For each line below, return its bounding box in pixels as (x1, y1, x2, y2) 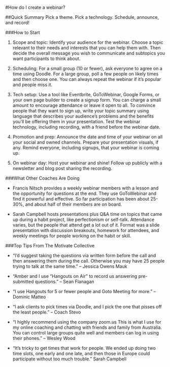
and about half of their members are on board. (25, 201, 122, 207)
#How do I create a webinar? (5, 5, 65, 10)
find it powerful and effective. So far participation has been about (12, 196, 150, 202)
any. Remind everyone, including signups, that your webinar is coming (12, 145, 159, 151)
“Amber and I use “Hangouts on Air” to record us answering (12, 273, 138, 279)
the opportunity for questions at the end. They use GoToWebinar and (12, 190, 156, 196)
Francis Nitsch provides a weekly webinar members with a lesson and (12, 185, 159, 191)
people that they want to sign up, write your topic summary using (12, 108, 149, 114)
